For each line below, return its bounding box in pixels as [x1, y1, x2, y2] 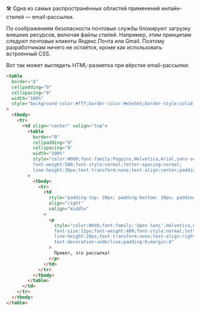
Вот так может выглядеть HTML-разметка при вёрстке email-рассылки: [6, 62, 189, 68]
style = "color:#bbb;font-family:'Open [54, 222, 148, 228]
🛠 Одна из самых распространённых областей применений [6, 5, 161, 12]
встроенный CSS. [6, 50, 51, 57]
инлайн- [161, 5, 183, 12]
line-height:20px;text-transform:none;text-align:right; [54, 234, 198, 240]
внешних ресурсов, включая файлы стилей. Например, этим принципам [6, 32, 192, 38]
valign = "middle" [48, 206, 89, 212]
